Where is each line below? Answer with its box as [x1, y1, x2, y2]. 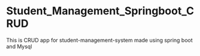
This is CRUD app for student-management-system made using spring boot [6, 36, 193, 43]
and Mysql [6, 43, 32, 50]
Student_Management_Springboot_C [6, 4, 195, 18]
